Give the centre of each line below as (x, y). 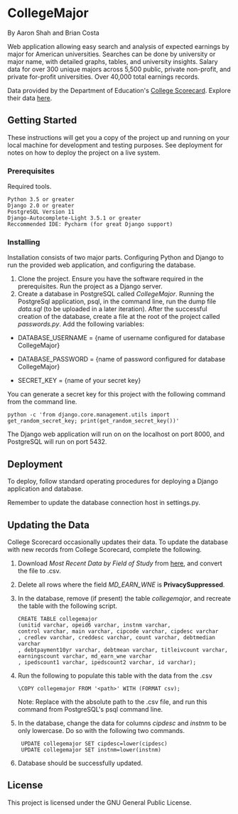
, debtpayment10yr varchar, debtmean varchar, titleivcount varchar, (123, 650)
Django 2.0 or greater (41, 206)
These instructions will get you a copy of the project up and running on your (118, 137)
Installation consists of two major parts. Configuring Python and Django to (115, 258)
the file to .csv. (39, 570)
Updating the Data (49, 525)
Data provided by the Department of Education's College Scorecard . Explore (119, 90)
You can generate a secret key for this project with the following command (117, 394)
